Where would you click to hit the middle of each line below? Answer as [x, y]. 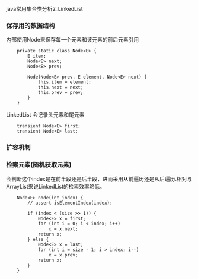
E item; [37, 56]
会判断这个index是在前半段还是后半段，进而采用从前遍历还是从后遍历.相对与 [99, 179]
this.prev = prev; [60, 93]
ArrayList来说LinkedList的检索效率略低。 [56, 186]
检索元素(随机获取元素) [39, 165]
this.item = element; [65, 82]
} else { [38, 239]
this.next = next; [60, 87]
